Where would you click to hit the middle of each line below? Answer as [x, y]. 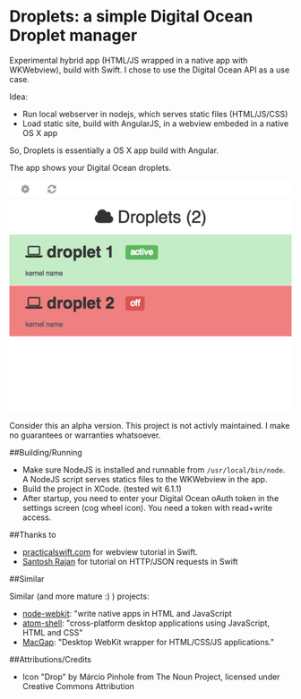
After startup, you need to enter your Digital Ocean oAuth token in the [150, 498]
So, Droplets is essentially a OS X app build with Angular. [114, 150]
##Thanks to [33, 534]
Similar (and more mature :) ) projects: [79, 596]
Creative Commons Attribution [78, 686]
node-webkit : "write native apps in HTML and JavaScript [127, 613]
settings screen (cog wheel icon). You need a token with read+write [147, 507]
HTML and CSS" [52, 632]
